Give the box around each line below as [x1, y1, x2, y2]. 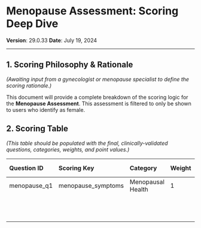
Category [129, 163, 157, 172]
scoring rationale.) [6, 82, 52, 89]
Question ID [9, 163, 44, 172]
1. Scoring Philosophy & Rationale [6, 60, 133, 70]
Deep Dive [6, 17, 59, 31]
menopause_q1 [9, 181, 53, 190]
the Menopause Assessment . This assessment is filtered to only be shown [6, 100, 191, 107]
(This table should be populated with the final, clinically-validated [6, 139, 169, 147]
